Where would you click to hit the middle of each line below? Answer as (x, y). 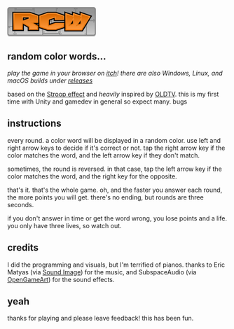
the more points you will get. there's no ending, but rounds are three (106, 197)
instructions (34, 124)
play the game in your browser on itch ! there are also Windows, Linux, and (115, 73)
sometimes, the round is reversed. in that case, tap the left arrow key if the (115, 169)
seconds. (21, 204)
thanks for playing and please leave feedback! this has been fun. (101, 318)
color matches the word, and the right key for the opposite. (92, 176)
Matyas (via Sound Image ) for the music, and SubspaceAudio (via (102, 272)
